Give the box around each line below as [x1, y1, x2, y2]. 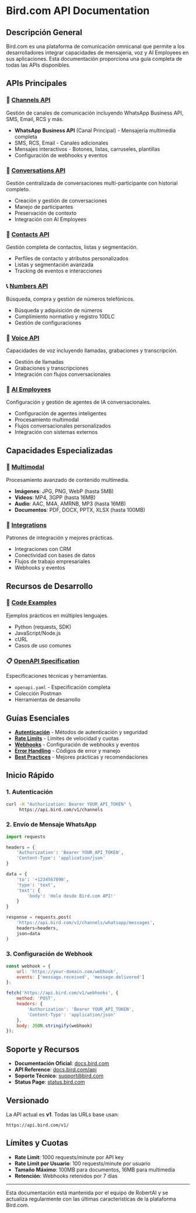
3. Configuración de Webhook [6, 950, 93, 958]
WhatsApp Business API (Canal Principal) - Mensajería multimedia [14, 127, 176, 134]
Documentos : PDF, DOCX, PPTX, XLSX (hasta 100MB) [14, 506, 146, 513]
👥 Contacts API [6, 230, 50, 238]
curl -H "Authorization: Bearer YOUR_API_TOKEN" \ [6, 801, 132, 807]
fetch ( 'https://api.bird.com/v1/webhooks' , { [6, 990, 118, 996]
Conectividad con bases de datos [14, 552, 96, 559]
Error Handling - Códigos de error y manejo [14, 747, 121, 754]
